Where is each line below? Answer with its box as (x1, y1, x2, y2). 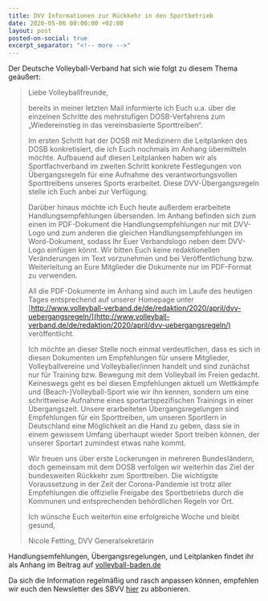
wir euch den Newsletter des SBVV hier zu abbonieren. (8, 584, 191, 594)
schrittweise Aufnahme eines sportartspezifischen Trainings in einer (27, 396, 254, 405)
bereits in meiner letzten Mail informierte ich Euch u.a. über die (27, 104, 237, 113)
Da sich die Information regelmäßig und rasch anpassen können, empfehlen (8, 575, 259, 586)
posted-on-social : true (8, 34, 88, 43)
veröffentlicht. (27, 329, 75, 339)
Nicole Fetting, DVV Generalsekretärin (27, 536, 154, 546)
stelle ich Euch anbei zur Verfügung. (27, 187, 148, 197)
